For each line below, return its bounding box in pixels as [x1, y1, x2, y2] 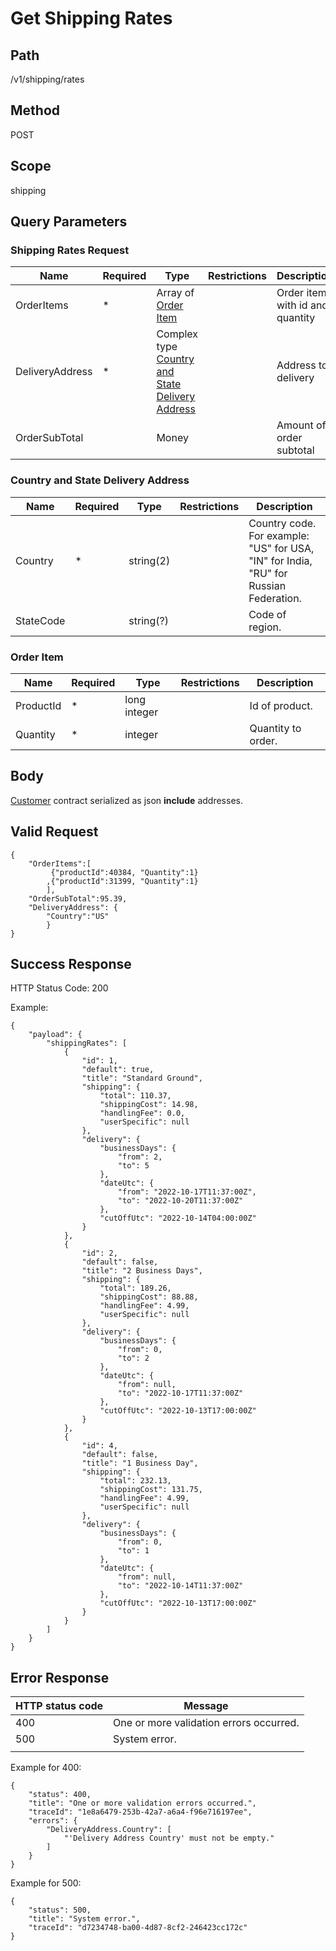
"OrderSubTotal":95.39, [28, 893, 128, 904]
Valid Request [10, 823, 99, 841]
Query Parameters [10, 213, 128, 231]
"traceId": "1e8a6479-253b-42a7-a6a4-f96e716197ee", [28, 1807, 253, 1817]
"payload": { [28, 1030, 83, 1040]
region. [248, 620, 282, 634]
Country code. [248, 516, 317, 530]
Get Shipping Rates [10, 7, 173, 30]
